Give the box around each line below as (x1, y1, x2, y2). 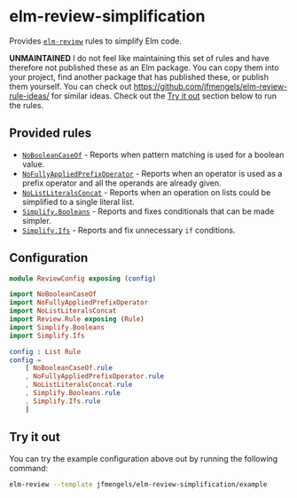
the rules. (9, 99, 44, 110)
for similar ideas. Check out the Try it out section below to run (51, 91, 277, 101)
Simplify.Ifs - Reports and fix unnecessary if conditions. (21, 225, 237, 235)
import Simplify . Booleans (9, 322, 105, 332)
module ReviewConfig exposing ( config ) (9, 273, 157, 283)
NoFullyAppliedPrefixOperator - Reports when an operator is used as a (21, 168, 283, 178)
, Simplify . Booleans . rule (25, 389, 121, 398)
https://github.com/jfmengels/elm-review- (133, 81, 288, 91)
